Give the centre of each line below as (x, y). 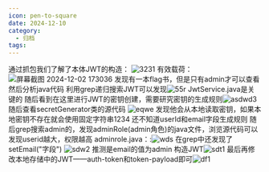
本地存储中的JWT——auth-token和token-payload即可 (104, 159)
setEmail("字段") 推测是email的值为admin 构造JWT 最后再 (128, 150)
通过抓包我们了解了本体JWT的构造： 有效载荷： (100, 70)
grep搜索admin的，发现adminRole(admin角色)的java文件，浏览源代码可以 (137, 130)
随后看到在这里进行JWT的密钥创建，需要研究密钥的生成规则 (123, 99)
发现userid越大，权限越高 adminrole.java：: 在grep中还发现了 (120, 139)
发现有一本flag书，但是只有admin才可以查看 (187, 79)
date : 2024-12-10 (37, 23)
